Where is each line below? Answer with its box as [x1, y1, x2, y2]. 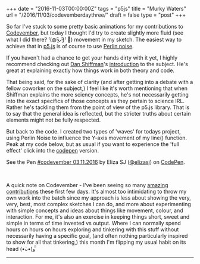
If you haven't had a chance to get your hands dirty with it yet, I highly [6, 54, 178, 61]
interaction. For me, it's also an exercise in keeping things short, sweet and [6, 213, 190, 220]
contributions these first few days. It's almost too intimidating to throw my [6, 188, 187, 195]
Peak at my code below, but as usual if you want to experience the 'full [6, 141, 180, 148]
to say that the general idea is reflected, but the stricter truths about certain [6, 110, 191, 117]
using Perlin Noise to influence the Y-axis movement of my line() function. [6, 134, 187, 141]
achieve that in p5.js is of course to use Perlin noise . [6, 43, 134, 49]
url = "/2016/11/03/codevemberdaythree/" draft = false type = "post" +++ [6, 11, 186, 18]
